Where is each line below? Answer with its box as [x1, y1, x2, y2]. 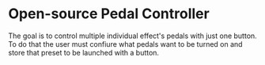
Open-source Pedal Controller [8, 5, 210, 23]
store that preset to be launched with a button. [8, 48, 160, 57]
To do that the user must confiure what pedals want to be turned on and [8, 39, 243, 48]
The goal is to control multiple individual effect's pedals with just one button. [8, 31, 257, 40]
